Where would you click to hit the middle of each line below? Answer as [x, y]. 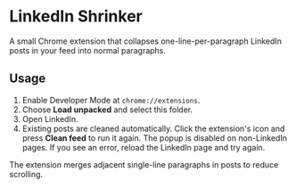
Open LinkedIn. [50, 119]
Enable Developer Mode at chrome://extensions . [111, 100]
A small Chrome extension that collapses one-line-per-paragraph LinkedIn [146, 41]
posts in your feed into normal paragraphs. [88, 50]
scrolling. [26, 174]
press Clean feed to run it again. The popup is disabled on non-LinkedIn [155, 138]
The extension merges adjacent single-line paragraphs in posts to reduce [144, 164]
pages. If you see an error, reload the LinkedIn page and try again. [144, 147]
